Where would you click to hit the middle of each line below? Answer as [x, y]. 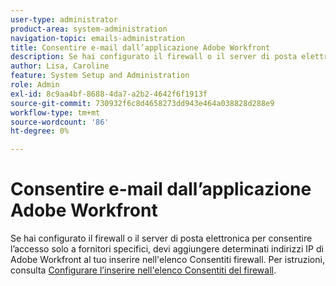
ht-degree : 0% [40, 131]
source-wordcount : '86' [60, 122]
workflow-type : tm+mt [55, 112]
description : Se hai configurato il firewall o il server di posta [154, 57]
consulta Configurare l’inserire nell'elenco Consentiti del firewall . [143, 270]
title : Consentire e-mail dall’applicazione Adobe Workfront [140, 47]
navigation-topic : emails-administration [98, 38]
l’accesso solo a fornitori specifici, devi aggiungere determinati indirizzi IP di [167, 249]
